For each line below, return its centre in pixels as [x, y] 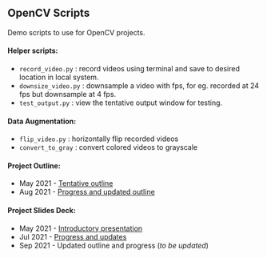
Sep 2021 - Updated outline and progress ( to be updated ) [114, 245]
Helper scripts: [33, 50]
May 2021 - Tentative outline [66, 183]
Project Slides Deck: [42, 211]
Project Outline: [34, 165]
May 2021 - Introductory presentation [81, 228]
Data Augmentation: [42, 121]
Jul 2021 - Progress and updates [73, 236]
